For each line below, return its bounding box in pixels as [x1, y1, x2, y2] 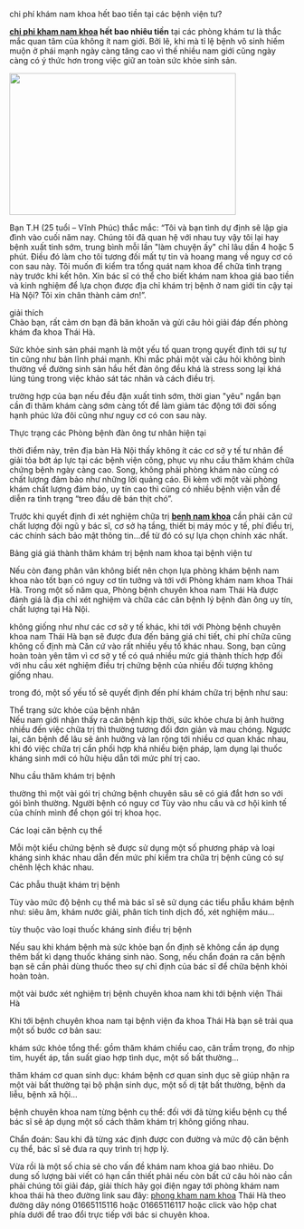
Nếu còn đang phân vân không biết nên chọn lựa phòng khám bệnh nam [9, 565, 280, 576]
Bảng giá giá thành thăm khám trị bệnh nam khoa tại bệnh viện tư [9, 548, 252, 558]
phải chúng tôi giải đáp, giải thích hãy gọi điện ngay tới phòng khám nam [9, 1180, 280, 1191]
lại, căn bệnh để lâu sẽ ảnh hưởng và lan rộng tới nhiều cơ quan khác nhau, [9, 734, 290, 744]
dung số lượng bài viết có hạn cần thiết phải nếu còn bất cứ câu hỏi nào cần [9, 1171, 292, 1181]
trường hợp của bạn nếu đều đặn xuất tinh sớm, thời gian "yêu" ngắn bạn [9, 391, 281, 401]
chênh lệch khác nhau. [9, 862, 95, 873]
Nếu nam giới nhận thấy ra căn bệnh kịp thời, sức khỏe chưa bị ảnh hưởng [9, 715, 285, 725]
